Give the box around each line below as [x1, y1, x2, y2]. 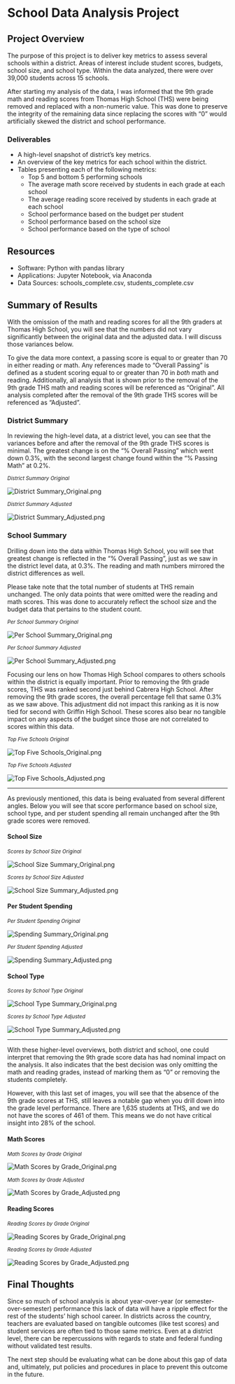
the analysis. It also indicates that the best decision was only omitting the [7, 1060, 218, 1069]
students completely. [7, 1076, 68, 1084]
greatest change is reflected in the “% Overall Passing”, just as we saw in [7, 554, 218, 562]
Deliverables [7, 135, 51, 144]
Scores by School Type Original [7, 987, 83, 994]
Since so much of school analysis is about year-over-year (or [7, 1297, 183, 1306]
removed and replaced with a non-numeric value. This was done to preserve [7, 102, 228, 110]
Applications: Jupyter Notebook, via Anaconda [17, 271, 152, 280]
